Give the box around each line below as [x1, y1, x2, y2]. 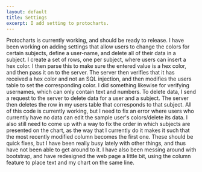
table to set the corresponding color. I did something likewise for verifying [6, 82, 190, 89]
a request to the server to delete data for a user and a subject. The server [6, 94, 189, 102]
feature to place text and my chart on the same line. [6, 159, 134, 167]
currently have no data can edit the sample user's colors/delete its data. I [6, 114, 188, 121]
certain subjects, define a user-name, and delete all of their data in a [6, 50, 176, 57]
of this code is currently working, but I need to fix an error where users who [6, 107, 194, 115]
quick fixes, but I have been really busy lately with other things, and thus [6, 140, 186, 147]
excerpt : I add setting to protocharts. [6, 20, 110, 26]
